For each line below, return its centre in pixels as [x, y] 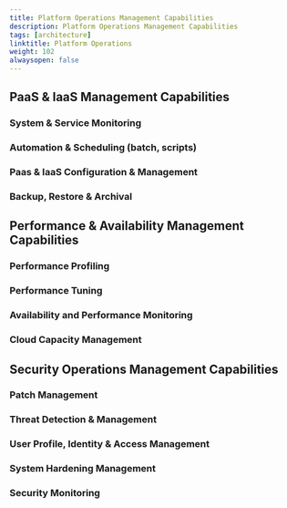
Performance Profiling [60, 266]
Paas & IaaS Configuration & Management [104, 172]
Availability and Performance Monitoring [101, 316]
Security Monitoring [55, 493]
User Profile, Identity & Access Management [109, 444]
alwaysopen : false [44, 60]
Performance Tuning [56, 291]
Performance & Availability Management [127, 226]
